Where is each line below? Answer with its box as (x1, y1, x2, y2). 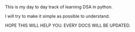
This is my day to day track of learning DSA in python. (5, 4, 113, 10)
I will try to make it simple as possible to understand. (5, 13, 110, 19)
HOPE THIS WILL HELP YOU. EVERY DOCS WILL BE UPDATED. (5, 22, 131, 28)
